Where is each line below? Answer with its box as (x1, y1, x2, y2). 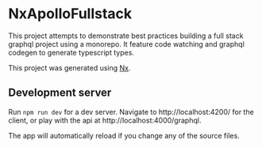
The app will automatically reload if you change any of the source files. (8, 131, 240, 140)
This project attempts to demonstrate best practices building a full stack (8, 31, 244, 40)
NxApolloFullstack (8, 5, 133, 23)
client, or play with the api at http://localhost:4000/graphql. (8, 116, 202, 125)
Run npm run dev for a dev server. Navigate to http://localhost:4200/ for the (8, 107, 254, 116)
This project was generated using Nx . (8, 63, 131, 72)
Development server (8, 86, 112, 100)
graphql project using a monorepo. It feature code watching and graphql (8, 39, 245, 48)
